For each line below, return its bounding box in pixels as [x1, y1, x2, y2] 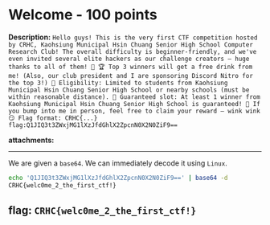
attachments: [8, 135, 55, 145]
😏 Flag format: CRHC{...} [8, 114, 98, 122]
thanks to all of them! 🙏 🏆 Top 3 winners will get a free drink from [8, 63, 253, 71]
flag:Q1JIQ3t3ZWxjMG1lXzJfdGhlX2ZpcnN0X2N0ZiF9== [8, 121, 178, 129]
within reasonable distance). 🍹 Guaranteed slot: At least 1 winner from [8, 92, 261, 101]
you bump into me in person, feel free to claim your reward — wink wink [8, 107, 261, 115]
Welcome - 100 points [8, 6, 158, 24]
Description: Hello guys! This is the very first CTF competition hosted [8, 32, 258, 42]
